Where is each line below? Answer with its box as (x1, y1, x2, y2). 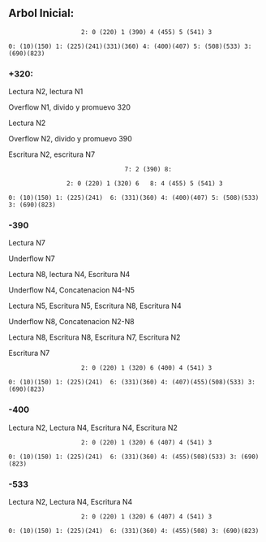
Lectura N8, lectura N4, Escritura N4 (8, 270, 131, 280)
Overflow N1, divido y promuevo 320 (8, 102, 131, 112)
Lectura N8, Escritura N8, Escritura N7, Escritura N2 (8, 332, 181, 342)
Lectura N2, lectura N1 (8, 87, 84, 97)
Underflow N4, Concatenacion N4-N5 (8, 285, 135, 295)
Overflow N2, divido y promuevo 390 (8, 134, 132, 144)
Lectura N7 (8, 238, 46, 248)
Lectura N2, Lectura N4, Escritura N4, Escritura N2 (8, 423, 178, 432)
